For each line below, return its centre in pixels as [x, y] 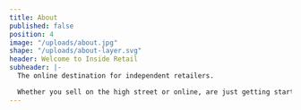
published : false [42, 26]
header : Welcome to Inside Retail [74, 59]
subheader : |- [36, 68]
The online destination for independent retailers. [116, 76]
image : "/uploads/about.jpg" [64, 42]
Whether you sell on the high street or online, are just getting [144, 92]
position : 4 [31, 34]
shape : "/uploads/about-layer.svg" [76, 51]
